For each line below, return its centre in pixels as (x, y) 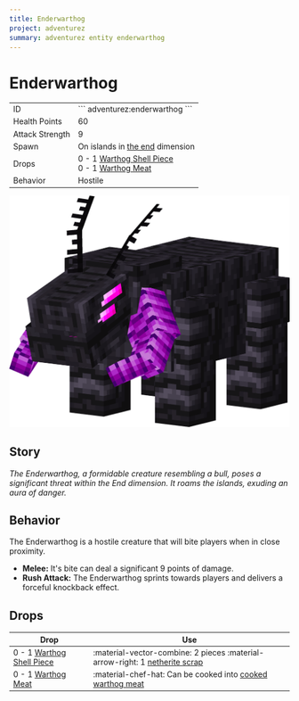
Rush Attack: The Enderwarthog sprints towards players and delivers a (152, 578)
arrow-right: (116, 662)
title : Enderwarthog (48, 19)
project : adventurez (48, 28)
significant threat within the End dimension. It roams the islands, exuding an (149, 482)
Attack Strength (42, 134)
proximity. (28, 551)
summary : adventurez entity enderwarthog (87, 37)
